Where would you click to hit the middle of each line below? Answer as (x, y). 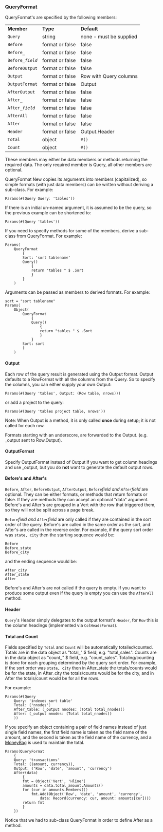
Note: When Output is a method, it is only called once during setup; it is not (80, 420)
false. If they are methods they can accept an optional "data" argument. (77, 499)
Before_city (17, 552)
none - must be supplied (109, 37)
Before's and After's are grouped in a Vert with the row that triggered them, (80, 505)
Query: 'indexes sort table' (43, 701)
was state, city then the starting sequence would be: (60, 535)
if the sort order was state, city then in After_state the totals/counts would (81, 668)
